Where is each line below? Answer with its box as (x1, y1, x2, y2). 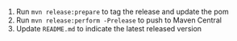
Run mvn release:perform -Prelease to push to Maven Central (15, 15, 222, 25)
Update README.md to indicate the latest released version (15, 24, 202, 33)
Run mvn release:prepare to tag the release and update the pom (15, 7, 229, 16)
